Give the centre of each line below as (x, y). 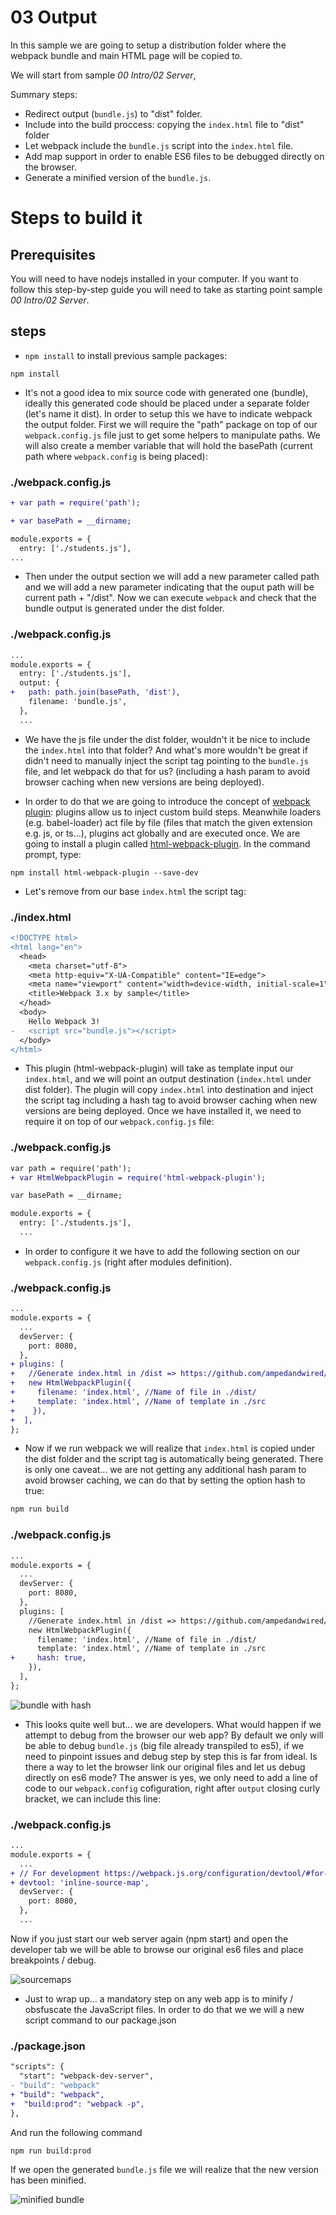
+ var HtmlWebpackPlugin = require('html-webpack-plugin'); (138, 1177)
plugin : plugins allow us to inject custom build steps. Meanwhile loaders (173, 812)
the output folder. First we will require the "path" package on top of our (171, 424)
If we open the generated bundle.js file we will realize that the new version (165, 2170)
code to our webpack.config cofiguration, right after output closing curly (172, 1788)
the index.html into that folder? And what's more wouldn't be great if (166, 750)
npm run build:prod (51, 2151)
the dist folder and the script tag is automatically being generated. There (174, 1459)
